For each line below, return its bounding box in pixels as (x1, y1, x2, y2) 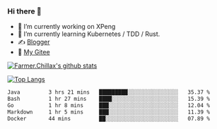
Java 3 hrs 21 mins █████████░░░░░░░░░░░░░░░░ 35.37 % (7, 89, 211, 96)
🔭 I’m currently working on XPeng (17, 23, 116, 31)
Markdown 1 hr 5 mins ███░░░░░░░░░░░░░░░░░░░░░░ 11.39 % (7, 109, 211, 116)
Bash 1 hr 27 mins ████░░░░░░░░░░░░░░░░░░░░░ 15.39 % (7, 95, 211, 103)
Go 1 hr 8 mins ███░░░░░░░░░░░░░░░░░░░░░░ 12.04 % (7, 102, 211, 109)
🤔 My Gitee (17, 48, 51, 56)
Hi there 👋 (7, 6, 42, 16)
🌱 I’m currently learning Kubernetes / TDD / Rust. (17, 30, 160, 38)
